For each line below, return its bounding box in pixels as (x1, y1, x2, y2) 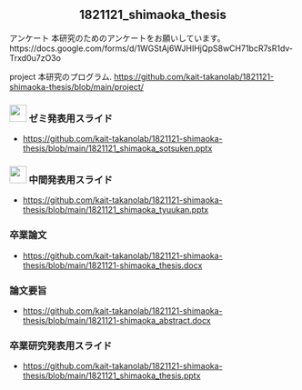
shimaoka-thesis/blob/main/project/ (9, 81, 144, 92)
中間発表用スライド (28, 174, 114, 186)
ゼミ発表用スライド (28, 112, 114, 125)
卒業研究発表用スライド (9, 339, 112, 352)
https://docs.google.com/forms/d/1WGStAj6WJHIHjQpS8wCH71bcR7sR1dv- (9, 43, 294, 54)
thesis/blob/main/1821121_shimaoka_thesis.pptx (22, 370, 201, 381)
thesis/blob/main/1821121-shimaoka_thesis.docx (22, 259, 203, 271)
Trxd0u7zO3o (9, 52, 62, 63)
